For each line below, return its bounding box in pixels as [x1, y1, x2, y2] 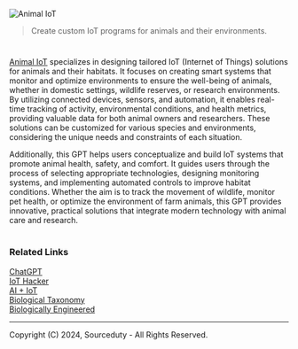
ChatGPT [9, 266, 43, 276]
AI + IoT [9, 284, 38, 296]
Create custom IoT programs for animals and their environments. [30, 26, 268, 35]
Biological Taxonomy [9, 294, 86, 305]
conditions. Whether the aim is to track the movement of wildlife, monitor [9, 187, 276, 198]
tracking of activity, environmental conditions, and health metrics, [27, 104, 267, 114]
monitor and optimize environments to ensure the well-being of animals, [9, 75, 272, 86]
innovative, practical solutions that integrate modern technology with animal [9, 206, 286, 216]
